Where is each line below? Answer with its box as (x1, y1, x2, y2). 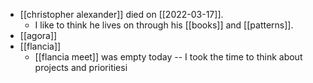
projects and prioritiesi (34, 62, 128, 73)
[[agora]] (19, 30, 58, 41)
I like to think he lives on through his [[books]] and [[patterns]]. (34, 19, 294, 31)
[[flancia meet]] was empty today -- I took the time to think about (34, 51, 303, 63)
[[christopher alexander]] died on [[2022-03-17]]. (19, 9, 224, 20)
